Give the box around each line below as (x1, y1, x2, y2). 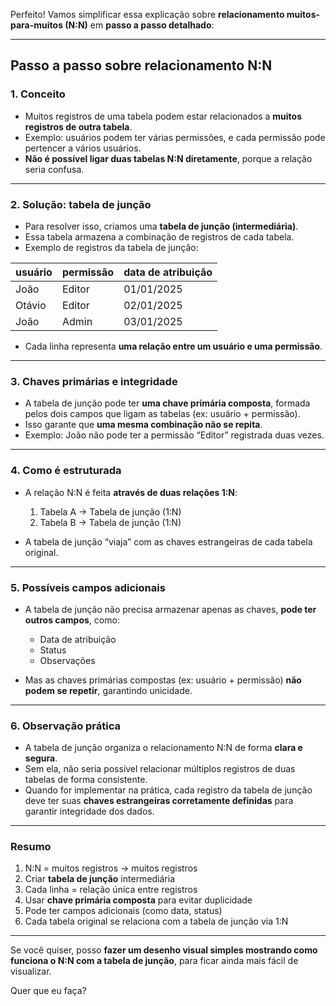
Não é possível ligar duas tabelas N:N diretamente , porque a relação (24, 152, 313, 164)
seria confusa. (24, 163, 85, 175)
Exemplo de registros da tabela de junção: (24, 241, 199, 253)
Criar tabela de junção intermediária (24, 873, 176, 885)
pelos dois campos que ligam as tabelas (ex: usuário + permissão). (24, 408, 301, 420)
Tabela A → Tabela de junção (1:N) (39, 505, 182, 518)
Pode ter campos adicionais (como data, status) (24, 905, 223, 917)
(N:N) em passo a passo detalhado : (64, 19, 215, 31)
